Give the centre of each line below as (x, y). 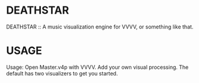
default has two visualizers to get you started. (62, 73)
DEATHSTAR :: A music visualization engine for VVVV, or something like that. (100, 27)
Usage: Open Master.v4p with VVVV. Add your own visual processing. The (97, 67)
